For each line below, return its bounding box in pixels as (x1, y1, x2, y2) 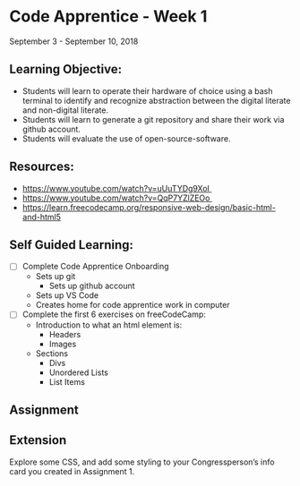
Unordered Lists (48, 367, 109, 378)
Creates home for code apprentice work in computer (35, 300, 230, 311)
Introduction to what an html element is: (35, 320, 183, 330)
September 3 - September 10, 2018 (9, 36, 139, 47)
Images (48, 338, 77, 349)
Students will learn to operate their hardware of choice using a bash (21, 85, 273, 96)
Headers (48, 328, 81, 339)
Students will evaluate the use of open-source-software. (21, 132, 231, 144)
